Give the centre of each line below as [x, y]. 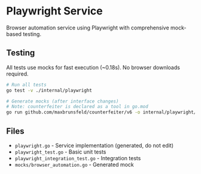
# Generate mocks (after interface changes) [63, 101]
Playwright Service [54, 11]
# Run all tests [26, 85]
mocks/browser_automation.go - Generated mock [74, 164]
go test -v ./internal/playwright [49, 90]
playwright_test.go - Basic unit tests [60, 152]
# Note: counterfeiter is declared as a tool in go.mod [77, 107]
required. [17, 74]
